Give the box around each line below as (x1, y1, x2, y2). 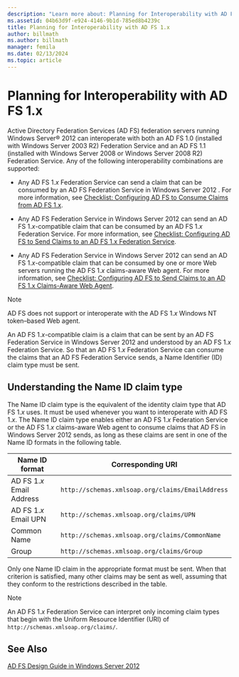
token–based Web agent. (7, 316, 80, 325)
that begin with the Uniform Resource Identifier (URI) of (7, 614, 169, 624)
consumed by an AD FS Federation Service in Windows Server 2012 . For (17, 185, 232, 194)
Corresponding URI (111, 459, 178, 469)
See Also (7, 643, 48, 655)
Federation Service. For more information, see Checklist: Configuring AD (17, 229, 230, 238)
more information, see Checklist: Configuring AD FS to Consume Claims (17, 193, 229, 202)
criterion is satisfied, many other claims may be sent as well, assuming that (7, 572, 227, 581)
